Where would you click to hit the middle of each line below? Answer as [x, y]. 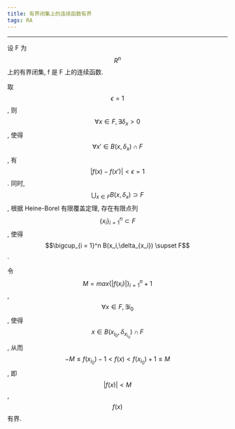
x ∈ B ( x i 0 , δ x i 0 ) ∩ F [117, 334]
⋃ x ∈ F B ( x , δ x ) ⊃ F [117, 195]
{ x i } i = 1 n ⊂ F [117, 221]
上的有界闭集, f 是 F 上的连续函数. [55, 72]
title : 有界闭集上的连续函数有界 [50, 14]
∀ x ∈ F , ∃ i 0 [117, 308]
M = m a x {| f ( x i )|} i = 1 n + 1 [117, 284]
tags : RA [20, 20]
